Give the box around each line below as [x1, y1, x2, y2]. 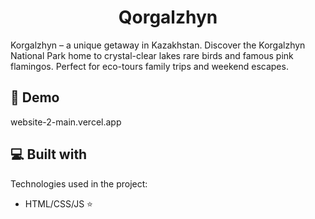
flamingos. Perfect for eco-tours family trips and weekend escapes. [10, 60, 289, 72]
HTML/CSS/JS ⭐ [24, 197, 93, 210]
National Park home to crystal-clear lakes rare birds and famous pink [10, 49, 294, 61]
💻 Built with [10, 146, 88, 163]
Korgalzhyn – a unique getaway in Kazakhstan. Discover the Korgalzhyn [10, 39, 306, 51]
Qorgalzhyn [118, 6, 218, 29]
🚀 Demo [10, 89, 60, 106]
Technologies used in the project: [10, 177, 148, 190]
